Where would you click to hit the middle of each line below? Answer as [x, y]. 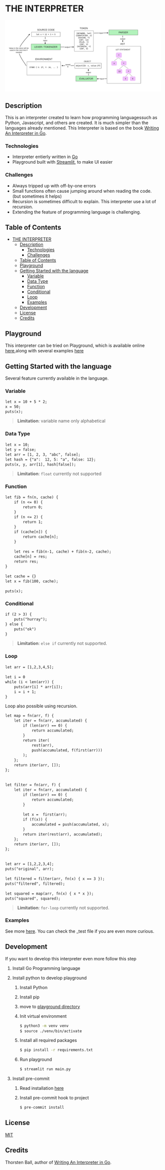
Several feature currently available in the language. [57, 378]
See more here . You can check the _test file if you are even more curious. [80, 931]
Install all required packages [48, 1040]
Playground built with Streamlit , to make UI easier [62, 162]
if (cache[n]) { [31, 532]
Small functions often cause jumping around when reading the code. [82, 191]
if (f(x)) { [35, 819]
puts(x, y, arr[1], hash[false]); [41, 464]
